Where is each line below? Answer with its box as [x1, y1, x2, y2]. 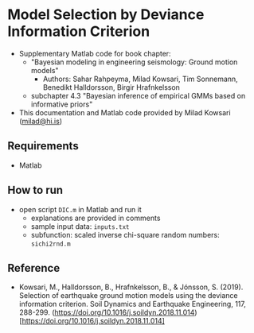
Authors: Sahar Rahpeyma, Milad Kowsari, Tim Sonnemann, [42, 74, 238, 83]
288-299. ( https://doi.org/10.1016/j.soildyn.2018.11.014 [18, 308, 195, 317]
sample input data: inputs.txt [30, 221, 130, 231]
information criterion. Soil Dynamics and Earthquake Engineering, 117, [18, 300, 246, 309]
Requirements [7, 139, 79, 153]
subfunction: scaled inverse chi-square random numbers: [30, 230, 220, 239]
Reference [7, 261, 61, 275]
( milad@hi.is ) [18, 116, 63, 126]
